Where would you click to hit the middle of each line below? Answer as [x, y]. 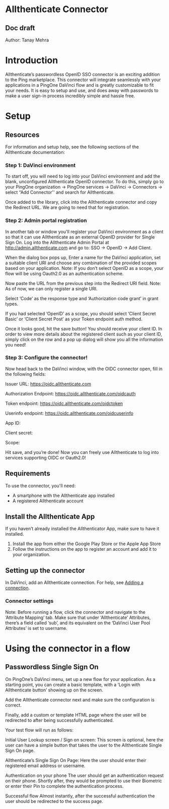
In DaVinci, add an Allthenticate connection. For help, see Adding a [74, 583]
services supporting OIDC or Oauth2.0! [46, 457]
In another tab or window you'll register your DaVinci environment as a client [84, 232]
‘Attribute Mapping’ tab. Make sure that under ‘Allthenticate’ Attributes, [78, 617]
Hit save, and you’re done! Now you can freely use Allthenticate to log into [82, 452]
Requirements [28, 473]
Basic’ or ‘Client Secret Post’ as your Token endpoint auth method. [74, 319]
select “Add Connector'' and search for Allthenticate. [60, 192]
